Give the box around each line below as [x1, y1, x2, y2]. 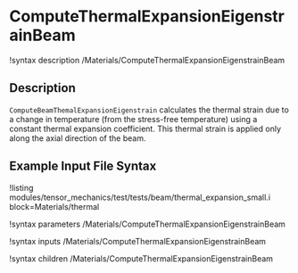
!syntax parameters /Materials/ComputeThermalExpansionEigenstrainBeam [9, 219, 286, 229]
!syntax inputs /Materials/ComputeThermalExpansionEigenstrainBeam [9, 236, 266, 246]
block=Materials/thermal [9, 201, 100, 211]
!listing [9, 182, 34, 193]
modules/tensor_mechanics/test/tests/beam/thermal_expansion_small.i [9, 192, 270, 203]
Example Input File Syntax [9, 159, 157, 174]
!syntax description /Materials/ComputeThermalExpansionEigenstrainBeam [9, 54, 286, 65]
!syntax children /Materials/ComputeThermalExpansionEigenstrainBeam [9, 252, 274, 264]
